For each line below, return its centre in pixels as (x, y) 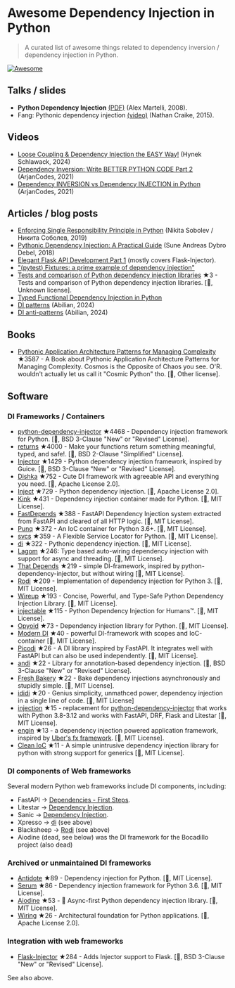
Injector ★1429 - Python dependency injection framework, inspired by (119, 461)
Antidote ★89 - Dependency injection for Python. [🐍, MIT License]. (115, 878)
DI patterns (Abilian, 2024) (56, 305)
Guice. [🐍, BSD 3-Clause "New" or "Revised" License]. (96, 468)
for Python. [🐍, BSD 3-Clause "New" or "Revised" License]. (103, 439)
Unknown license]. (44, 290)
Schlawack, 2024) (44, 161)
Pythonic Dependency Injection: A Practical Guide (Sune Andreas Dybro (122, 245)
